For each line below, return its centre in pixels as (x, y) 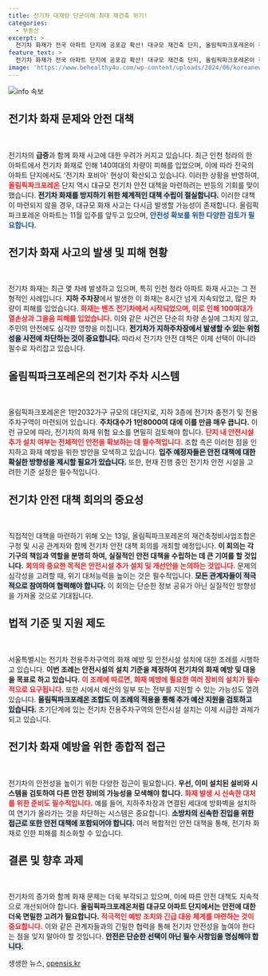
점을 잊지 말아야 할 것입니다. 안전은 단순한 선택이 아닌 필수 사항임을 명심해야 (134, 936)
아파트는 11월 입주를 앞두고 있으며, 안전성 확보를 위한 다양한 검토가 (145, 215)
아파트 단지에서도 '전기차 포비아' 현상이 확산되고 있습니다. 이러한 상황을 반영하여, (134, 175)
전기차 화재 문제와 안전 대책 (71, 119)
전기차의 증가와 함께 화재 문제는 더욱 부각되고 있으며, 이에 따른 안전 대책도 (123, 897)
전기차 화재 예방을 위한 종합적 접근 (87, 747)
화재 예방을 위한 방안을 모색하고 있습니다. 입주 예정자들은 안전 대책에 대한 (142, 452)
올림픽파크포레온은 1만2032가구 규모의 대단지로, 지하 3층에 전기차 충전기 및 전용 (133, 413)
